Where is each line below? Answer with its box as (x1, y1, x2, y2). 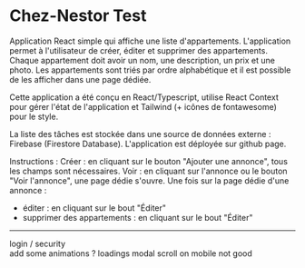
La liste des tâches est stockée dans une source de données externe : (9, 128, 271, 139)
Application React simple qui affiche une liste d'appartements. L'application (9, 35, 291, 46)
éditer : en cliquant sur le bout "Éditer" (22, 202, 166, 213)
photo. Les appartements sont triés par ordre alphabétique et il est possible (9, 65, 291, 75)
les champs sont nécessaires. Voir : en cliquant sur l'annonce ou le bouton (9, 165, 288, 176)
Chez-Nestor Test (9, 5, 147, 26)
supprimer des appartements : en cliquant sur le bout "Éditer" (22, 212, 253, 223)
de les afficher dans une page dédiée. (9, 74, 152, 84)
